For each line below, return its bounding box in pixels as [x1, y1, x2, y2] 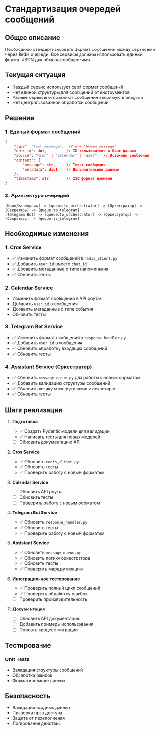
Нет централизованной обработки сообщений [12, 99, 109, 105]
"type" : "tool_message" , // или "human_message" [14, 144, 117, 149]
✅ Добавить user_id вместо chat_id [12, 261, 87, 267]
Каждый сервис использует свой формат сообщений [12, 84, 123, 90]
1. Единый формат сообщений [5, 128, 80, 135]
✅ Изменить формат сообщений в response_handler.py [12, 334, 126, 340]
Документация [12, 606, 45, 612]
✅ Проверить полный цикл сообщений [19, 585, 100, 591]
